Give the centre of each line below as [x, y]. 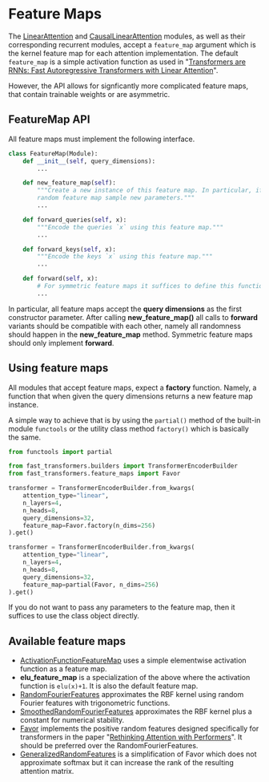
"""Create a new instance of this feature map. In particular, [145, 190]
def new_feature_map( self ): [69, 183]
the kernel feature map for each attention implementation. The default [123, 53]
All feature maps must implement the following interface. [102, 139]
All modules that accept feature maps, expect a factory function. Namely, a [132, 387]
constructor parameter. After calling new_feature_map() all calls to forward [133, 317]
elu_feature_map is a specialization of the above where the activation [135, 678]
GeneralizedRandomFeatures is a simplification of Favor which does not [138, 754]
